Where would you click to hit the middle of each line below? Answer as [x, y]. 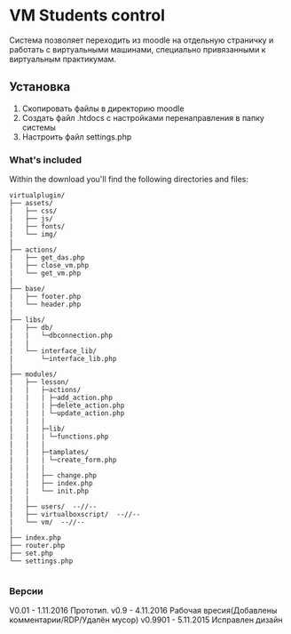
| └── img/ [33, 235]
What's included [46, 159]
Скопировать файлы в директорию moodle [103, 108]
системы [39, 127]
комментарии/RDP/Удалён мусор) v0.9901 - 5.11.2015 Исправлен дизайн [146, 620]
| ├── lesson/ [39, 382]
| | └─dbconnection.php [61, 336]
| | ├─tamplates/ [49, 453]
